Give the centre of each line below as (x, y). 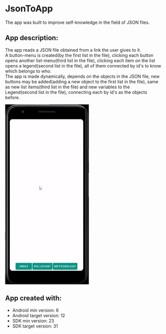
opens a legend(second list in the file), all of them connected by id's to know (83, 66)
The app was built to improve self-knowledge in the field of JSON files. (78, 22)
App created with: (33, 298)
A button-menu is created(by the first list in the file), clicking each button (79, 55)
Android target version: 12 (39, 315)
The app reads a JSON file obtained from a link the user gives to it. (73, 50)
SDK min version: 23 (33, 321)
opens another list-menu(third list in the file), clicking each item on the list (80, 61)
